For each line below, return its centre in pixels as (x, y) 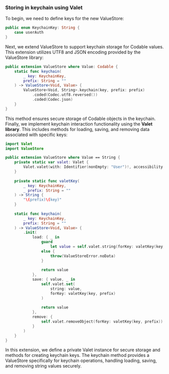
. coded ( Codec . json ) (52, 100)
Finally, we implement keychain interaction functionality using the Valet (79, 124)
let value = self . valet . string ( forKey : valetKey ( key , (108, 247)
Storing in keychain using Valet (44, 8)
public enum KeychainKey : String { (43, 28)
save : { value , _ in (54, 279)
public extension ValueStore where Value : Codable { (62, 67)
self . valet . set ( (58, 284)
